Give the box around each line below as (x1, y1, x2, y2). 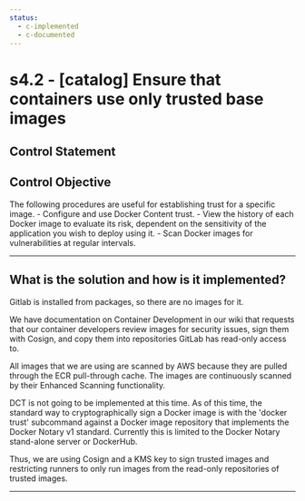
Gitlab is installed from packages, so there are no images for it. (9, 296, 244, 307)
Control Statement (9, 143, 116, 159)
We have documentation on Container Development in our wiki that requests (9, 314, 295, 325)
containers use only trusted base (9, 88, 264, 109)
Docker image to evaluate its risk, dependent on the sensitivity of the (9, 218, 267, 229)
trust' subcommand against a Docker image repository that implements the (9, 417, 290, 427)
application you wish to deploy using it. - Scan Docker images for (9, 228, 254, 239)
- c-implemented (17, 22, 79, 31)
